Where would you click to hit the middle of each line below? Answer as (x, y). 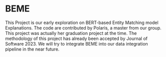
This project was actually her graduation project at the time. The (71, 33)
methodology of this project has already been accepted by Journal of (77, 38)
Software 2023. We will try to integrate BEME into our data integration (77, 43)
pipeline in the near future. (32, 49)
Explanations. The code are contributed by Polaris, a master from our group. (83, 27)
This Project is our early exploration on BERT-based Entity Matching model (82, 22)
